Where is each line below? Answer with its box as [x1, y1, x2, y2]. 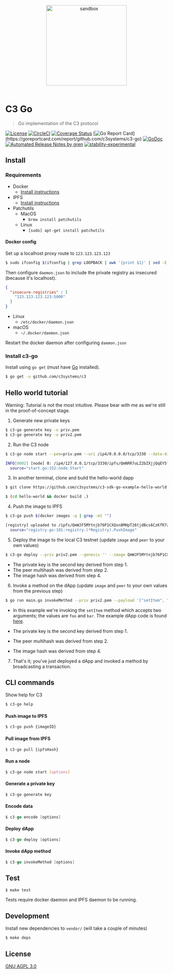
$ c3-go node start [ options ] [5, 769, 71, 774]
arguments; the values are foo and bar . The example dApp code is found [12, 612, 167, 618]
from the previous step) [12, 588, 63, 594]
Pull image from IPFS [5, 735, 50, 741]
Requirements [5, 171, 42, 179]
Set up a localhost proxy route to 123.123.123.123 [5, 250, 111, 256]
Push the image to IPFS [12, 503, 63, 509]
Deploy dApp [5, 826, 34, 832]
